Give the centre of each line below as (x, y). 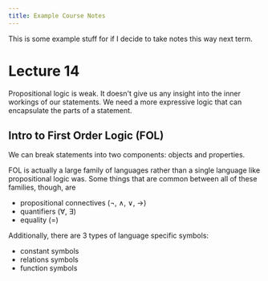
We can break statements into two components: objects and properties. (127, 155)
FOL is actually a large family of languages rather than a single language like (134, 170)
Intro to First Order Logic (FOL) (86, 135)
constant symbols (49, 251)
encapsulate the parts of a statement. (70, 110)
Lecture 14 (44, 71)
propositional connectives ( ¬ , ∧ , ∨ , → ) (83, 203)
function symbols (49, 268)
